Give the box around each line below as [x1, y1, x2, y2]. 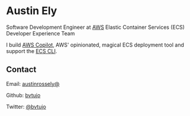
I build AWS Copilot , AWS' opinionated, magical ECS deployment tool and [6, 41, 184, 48]
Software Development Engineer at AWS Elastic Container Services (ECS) [6, 24, 185, 31]
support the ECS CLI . [6, 47, 57, 54]
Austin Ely [6, 4, 57, 18]
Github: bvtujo [6, 91, 41, 98]
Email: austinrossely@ [6, 80, 60, 87]
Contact [6, 65, 37, 75]
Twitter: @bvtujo [6, 103, 46, 110]
